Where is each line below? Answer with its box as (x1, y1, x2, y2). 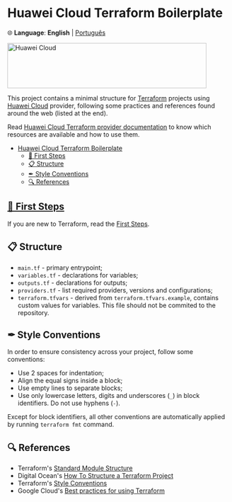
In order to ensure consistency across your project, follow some (7, 348, 193, 356)
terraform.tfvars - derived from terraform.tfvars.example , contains (17, 293, 219, 302)
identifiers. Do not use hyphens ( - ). (17, 399, 120, 408)
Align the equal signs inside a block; (17, 377, 123, 385)
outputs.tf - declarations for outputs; (17, 278, 128, 287)
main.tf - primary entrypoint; (17, 263, 103, 272)
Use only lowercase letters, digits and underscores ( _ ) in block (17, 392, 200, 400)
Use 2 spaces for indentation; (17, 369, 105, 377)
